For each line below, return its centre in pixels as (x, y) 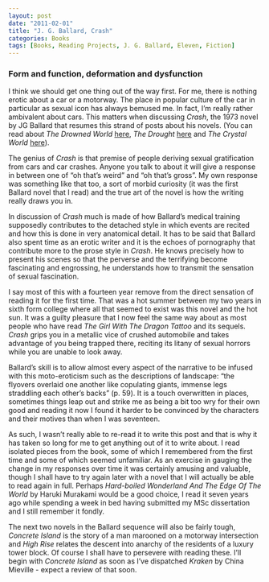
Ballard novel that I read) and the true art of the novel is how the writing (126, 192)
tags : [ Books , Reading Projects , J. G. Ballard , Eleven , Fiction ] (122, 46)
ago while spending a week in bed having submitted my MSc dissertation (129, 503)
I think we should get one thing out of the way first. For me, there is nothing (133, 91)
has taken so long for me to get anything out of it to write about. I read (124, 443)
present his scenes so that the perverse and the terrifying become (118, 259)
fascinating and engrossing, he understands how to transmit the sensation (131, 268)
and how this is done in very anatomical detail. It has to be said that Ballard (132, 233)
